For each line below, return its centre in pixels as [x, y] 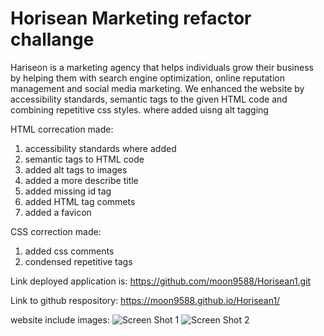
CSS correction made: [56, 231]
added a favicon [58, 212]
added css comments [69, 251]
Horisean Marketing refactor [131, 18]
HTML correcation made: [62, 129]
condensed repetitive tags [78, 261]
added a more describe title [81, 180]
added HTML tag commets [80, 201]
